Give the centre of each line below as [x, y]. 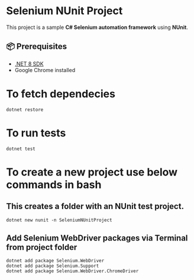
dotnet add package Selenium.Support [53, 266]
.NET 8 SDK [29, 64]
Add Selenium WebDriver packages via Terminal [97, 238]
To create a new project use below [92, 172]
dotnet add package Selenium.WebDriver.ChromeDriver [72, 271]
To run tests [36, 133]
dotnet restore [25, 110]
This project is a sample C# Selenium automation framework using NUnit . [97, 27]
